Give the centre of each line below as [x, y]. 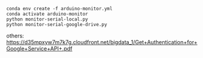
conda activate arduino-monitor [47, 14]
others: [15, 36]
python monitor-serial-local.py [47, 19]
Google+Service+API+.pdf [40, 49]
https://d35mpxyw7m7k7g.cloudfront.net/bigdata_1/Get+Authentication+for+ [102, 42]
